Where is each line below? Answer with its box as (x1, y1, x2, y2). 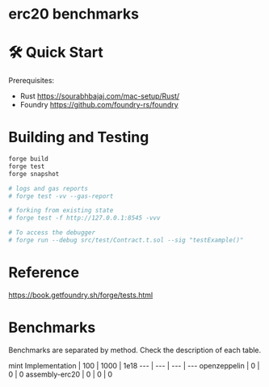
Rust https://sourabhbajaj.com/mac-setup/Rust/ (19, 91, 180, 101)
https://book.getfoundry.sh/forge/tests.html (8, 290, 153, 300)
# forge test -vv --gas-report (8, 191, 114, 200)
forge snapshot (8, 170, 60, 178)
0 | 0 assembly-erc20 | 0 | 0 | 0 (8, 369, 113, 379)
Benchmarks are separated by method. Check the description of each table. (8, 345, 262, 355)
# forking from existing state (8, 207, 114, 215)
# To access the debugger (8, 229, 95, 237)
